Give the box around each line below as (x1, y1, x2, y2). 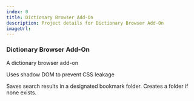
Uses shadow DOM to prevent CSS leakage (6, 70, 115, 78)
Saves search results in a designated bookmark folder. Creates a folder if (6, 82, 189, 90)
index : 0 (6, 8, 28, 15)
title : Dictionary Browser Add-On (6, 14, 94, 20)
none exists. (6, 88, 37, 96)
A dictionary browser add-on (6, 59, 79, 66)
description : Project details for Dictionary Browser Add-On (6, 20, 164, 26)
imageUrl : (6, 25, 32, 32)
